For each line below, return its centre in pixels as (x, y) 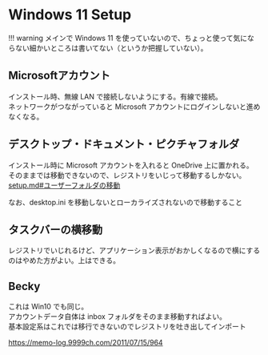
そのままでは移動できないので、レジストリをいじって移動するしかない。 (127, 175)
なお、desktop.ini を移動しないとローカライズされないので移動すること (125, 202)
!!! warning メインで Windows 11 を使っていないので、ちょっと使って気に (128, 38)
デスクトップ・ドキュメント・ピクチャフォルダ (124, 145)
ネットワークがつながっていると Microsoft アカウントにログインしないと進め (134, 107)
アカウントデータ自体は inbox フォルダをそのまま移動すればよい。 (117, 317)
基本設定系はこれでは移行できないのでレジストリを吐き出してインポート (127, 327)
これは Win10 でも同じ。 (48, 307)
